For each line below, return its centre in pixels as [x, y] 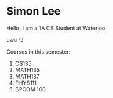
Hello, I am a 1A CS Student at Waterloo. [56, 28]
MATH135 [27, 70]
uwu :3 [15, 40]
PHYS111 [26, 83]
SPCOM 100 [30, 89]
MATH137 [27, 76]
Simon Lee [34, 11]
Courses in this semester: [38, 51]
